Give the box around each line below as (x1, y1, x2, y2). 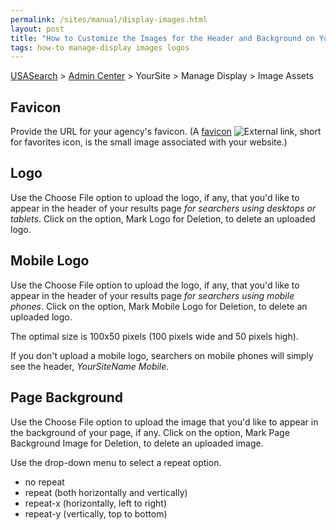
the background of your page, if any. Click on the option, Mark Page (10, 426, 290, 438)
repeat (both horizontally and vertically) (24, 486, 188, 498)
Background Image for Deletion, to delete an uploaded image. (10, 437, 264, 449)
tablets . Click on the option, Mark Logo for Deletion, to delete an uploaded (10, 212, 316, 225)
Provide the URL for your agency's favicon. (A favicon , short (10, 126, 322, 138)
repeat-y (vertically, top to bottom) (24, 507, 168, 520)
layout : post (10, 24, 65, 34)
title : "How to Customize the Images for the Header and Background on (10, 33, 315, 43)
